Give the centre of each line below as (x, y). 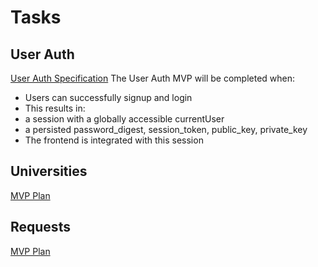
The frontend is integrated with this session (114, 140)
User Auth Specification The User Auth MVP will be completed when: (153, 78)
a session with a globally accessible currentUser (124, 119)
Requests (40, 227)
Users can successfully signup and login (108, 97)
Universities (49, 171)
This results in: (55, 108)
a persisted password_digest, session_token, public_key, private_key (166, 129)
